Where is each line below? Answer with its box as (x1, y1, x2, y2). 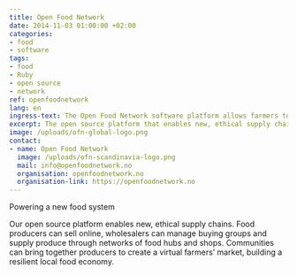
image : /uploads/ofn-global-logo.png (9, 128, 148, 137)
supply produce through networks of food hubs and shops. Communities (9, 238, 275, 248)
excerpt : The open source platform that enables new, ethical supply (9, 120, 271, 129)
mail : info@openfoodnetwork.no (17, 161, 133, 170)
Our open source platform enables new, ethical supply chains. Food (9, 218, 255, 230)
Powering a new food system (9, 202, 115, 212)
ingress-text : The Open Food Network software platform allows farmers (9, 111, 278, 120)
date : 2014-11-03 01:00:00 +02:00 (9, 21, 137, 30)
